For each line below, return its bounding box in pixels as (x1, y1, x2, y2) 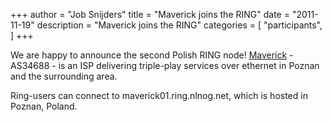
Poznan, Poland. (10, 100, 78, 112)
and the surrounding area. (10, 70, 118, 82)
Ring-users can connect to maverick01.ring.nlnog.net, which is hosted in (10, 90, 308, 101)
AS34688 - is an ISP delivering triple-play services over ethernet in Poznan (10, 60, 320, 71)
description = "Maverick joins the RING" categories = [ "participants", (36, 19, 323, 31)
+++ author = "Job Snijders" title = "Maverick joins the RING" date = (10, 9, 290, 20)
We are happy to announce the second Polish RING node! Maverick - (10, 49, 294, 61)
